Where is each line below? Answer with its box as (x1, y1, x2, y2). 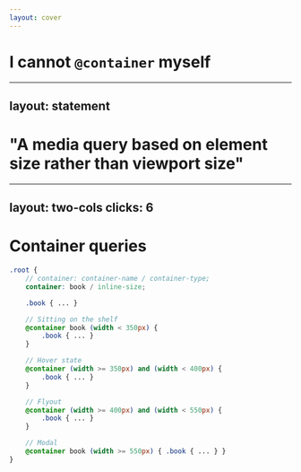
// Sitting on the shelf (25, 315, 118, 324)
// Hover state (25, 356, 82, 365)
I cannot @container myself (9, 51, 211, 72)
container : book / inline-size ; (25, 282, 146, 292)
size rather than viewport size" (9, 153, 245, 174)
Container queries (9, 236, 147, 257)
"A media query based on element (9, 135, 269, 155)
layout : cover (9, 13, 63, 22)
